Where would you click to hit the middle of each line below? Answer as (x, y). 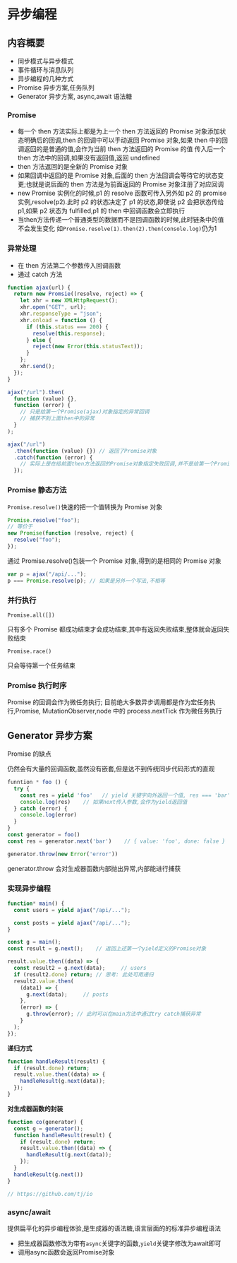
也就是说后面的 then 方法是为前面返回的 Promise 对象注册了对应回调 (125, 184)
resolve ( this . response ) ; (69, 333)
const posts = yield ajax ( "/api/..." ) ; (72, 923)
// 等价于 (20, 527)
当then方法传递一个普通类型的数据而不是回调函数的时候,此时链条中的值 (121, 220)
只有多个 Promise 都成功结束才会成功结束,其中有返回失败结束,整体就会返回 (115, 629)
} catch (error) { (41, 808)
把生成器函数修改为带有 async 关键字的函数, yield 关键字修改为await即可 (119, 1243)
